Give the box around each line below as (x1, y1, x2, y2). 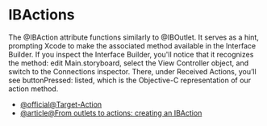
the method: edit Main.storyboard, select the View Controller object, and (8, 58, 248, 68)
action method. (8, 83, 59, 94)
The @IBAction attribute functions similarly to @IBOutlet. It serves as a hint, (8, 32, 260, 42)
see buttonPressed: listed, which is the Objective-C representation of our (8, 75, 252, 85)
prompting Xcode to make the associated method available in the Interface (8, 40, 257, 50)
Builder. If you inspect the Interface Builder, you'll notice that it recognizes (8, 49, 254, 59)
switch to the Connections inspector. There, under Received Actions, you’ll (8, 66, 257, 76)
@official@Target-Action (19, 99, 102, 109)
